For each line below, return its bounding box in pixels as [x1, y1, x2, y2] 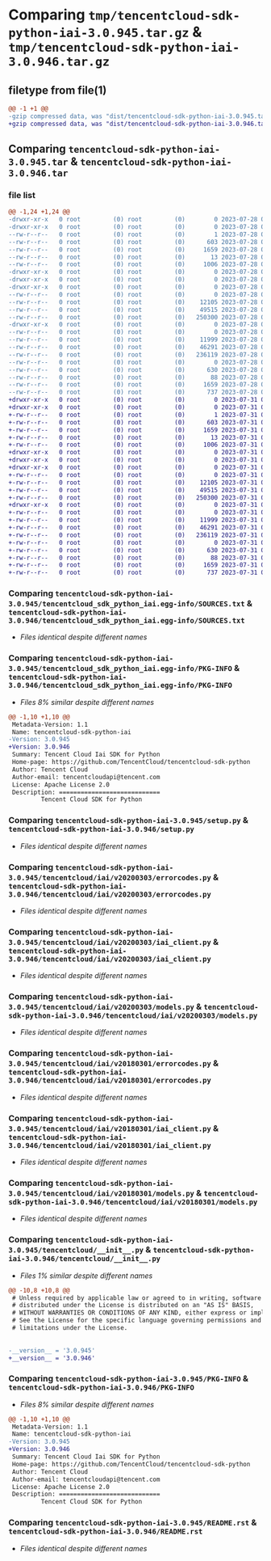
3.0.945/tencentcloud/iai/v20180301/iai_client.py [8, 1124, 211, 1133]
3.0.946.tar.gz [8, 54, 110, 70]
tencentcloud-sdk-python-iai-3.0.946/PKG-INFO [8, 1383, 195, 1392]
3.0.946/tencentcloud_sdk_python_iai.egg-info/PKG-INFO [8, 681, 232, 690]
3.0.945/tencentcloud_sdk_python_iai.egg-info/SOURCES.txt [8, 600, 245, 609]
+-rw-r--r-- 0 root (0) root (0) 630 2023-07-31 [8, 546, 258, 555]
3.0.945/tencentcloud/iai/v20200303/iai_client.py [8, 938, 211, 947]
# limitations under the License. [11, 1324, 128, 1332]
